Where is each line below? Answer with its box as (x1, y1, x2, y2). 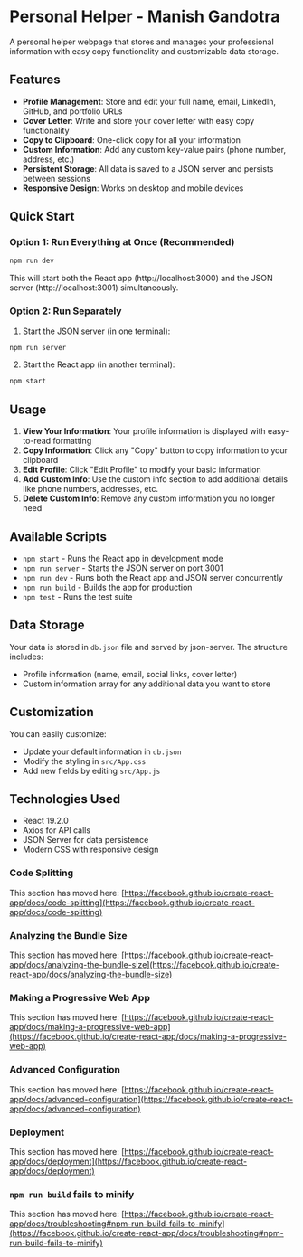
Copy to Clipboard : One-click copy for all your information (22, 134, 241, 146)
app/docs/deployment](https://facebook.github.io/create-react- (9, 1156, 247, 1167)
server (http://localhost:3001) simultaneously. (9, 282, 179, 293)
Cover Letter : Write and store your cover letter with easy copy (22, 115, 255, 126)
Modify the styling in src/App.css (22, 755, 147, 766)
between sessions (22, 173, 90, 184)
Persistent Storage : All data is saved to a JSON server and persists (22, 163, 274, 174)
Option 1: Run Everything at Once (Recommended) (9, 236, 235, 249)
